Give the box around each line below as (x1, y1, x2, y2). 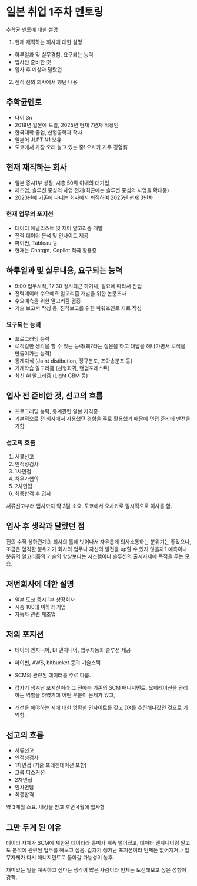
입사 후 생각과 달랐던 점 (6, 521, 85, 531)
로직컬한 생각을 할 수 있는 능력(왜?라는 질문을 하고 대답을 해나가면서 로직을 (14, 342, 186, 350)
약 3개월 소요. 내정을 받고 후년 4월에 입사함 (6, 803, 105, 811)
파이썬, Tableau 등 (14, 239, 58, 246)
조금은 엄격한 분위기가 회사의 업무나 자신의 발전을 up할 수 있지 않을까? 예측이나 (6, 545, 188, 552)
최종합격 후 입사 (14, 490, 51, 497)
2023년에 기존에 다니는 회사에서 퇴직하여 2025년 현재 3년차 (14, 194, 153, 201)
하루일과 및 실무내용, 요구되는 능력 (6, 266, 123, 276)
